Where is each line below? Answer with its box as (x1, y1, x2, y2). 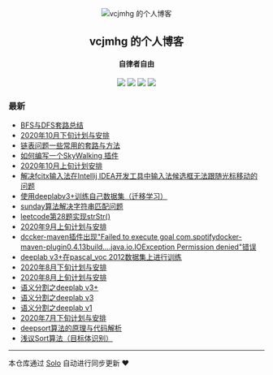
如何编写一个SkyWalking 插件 (19, 150, 119, 160)
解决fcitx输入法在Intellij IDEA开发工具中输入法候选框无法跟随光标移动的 (19, 170, 258, 180)
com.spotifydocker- (175, 231, 242, 241)
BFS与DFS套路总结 (19, 120, 84, 130)
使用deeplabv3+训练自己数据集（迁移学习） (19, 191, 168, 200)
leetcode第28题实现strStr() (19, 211, 111, 221)
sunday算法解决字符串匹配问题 (19, 201, 123, 211)
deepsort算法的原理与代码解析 (19, 323, 123, 333)
